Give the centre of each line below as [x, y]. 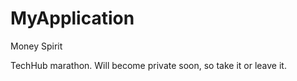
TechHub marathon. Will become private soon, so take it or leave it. [148, 65]
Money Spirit [36, 46]
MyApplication [72, 18]
